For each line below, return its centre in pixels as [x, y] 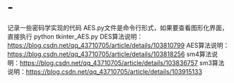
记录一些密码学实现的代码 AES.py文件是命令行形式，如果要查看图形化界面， [118, 27]
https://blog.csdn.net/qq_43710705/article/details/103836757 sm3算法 [122, 63]
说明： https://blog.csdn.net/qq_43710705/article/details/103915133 [105, 71]
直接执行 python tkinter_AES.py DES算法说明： [75, 36]
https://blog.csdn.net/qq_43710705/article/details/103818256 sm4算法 [110, 54]
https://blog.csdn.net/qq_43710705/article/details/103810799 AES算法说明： [118, 45]
